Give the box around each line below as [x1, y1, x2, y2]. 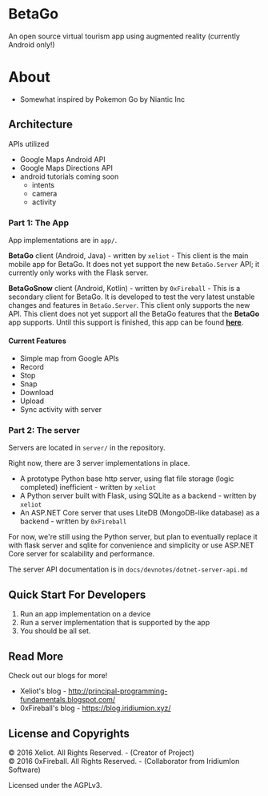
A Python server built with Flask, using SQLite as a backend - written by [19, 491, 257, 501]
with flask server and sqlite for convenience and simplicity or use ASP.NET [8, 540, 254, 550]
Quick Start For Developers [8, 588, 146, 601]
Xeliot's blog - [19, 686, 66, 696]
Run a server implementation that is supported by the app [19, 618, 210, 628]
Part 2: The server [8, 425, 80, 436]
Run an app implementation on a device [19, 609, 151, 619]
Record [19, 362, 44, 372]
